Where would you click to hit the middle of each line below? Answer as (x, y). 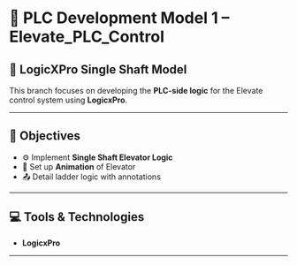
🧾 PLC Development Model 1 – (119, 18)
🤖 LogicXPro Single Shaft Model (98, 69)
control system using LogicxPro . (69, 100)
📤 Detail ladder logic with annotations (91, 177)
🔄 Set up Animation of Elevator (79, 166)
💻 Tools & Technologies (77, 217)
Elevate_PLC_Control (87, 37)
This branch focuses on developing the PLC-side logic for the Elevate (136, 91)
